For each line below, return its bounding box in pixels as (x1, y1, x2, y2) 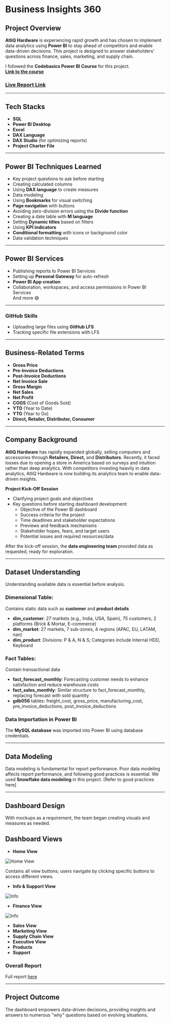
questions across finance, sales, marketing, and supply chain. (5, 53, 134, 59)
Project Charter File (12, 143, 55, 149)
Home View (12, 848, 38, 854)
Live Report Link (5, 81, 46, 88)
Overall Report (5, 962, 42, 969)
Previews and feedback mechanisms (20, 522, 97, 528)
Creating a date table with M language (12, 213, 93, 219)
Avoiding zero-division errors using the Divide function (12, 208, 128, 214)
